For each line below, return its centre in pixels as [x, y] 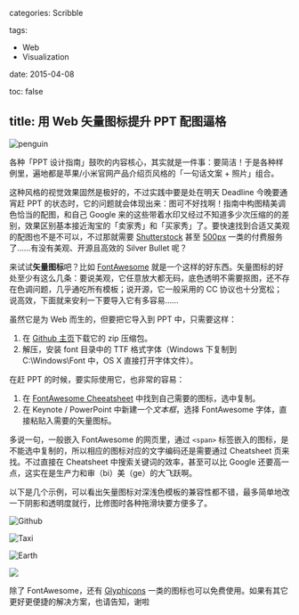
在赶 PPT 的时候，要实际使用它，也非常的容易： [97, 379]
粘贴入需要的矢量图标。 [73, 420]
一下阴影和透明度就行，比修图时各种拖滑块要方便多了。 [110, 503]
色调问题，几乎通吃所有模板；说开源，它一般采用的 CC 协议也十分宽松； [149, 289]
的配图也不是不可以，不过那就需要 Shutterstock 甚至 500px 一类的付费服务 [146, 236]
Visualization [45, 57]
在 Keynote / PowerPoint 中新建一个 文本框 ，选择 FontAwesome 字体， [150, 409]
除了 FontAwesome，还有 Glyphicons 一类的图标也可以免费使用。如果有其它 [149, 590]
